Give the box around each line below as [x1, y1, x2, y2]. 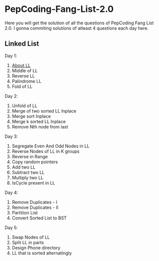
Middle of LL [11, 67, 38, 73]
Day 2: [4, 93, 18, 99]
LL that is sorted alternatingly [11, 250, 72, 256]
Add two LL [11, 164, 36, 170]
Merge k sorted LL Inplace [11, 118, 66, 125]
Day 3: [4, 133, 18, 139]
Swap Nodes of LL [11, 234, 50, 240]
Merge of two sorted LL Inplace [11, 108, 77, 114]
